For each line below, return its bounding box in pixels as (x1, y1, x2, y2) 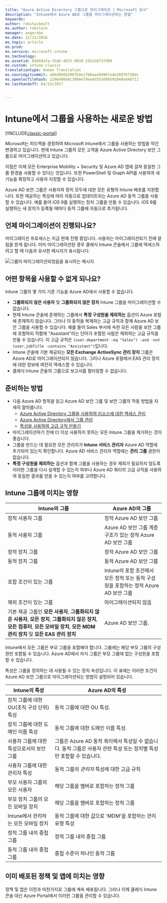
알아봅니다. (21, 405, 43, 410)
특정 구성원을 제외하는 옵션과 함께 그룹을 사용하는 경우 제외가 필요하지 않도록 (12, 460, 161, 466)
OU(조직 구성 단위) (7, 704, 50, 711)
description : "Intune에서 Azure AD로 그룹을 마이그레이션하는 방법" (5, 12, 133, 17)
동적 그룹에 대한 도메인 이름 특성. (54, 724, 127, 731)
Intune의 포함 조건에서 (104, 567, 154, 574)
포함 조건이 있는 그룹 (7, 578, 53, 585)
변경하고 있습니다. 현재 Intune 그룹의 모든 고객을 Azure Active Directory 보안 (5, 147, 156, 153)
